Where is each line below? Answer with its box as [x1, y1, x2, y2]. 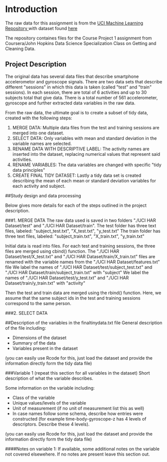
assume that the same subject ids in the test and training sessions [5, 295, 141, 301]
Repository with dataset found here [5, 25, 78, 31]
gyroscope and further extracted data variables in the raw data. [5, 100, 136, 106]
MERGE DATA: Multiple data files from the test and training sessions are [12, 124, 160, 130]
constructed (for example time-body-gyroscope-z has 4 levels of [12, 416, 147, 422]
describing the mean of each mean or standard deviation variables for [12, 177, 156, 183]
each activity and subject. [12, 183, 66, 189]
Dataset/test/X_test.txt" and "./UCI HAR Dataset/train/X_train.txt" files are [5, 253, 156, 259]
